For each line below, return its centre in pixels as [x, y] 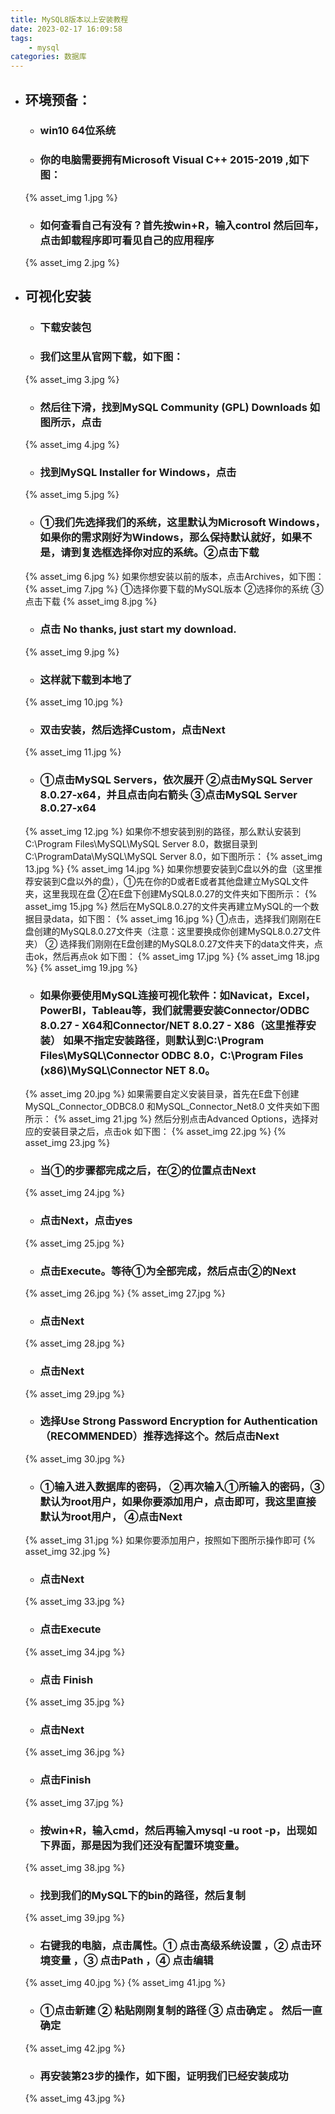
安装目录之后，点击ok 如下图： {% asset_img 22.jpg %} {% [164, 1132]
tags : [21, 38]
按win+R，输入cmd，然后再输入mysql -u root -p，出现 [173, 1830]
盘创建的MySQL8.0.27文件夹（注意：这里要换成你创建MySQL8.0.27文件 [173, 931]
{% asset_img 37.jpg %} [74, 1802]
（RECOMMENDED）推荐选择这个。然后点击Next [159, 1436]
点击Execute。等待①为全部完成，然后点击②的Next [168, 1271]
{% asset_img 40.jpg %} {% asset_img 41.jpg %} [125, 1983]
